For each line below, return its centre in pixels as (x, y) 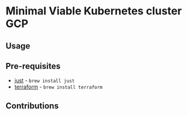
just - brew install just (44, 81)
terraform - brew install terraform (58, 87)
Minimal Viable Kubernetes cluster (94, 11)
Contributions (32, 106)
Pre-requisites (33, 66)
